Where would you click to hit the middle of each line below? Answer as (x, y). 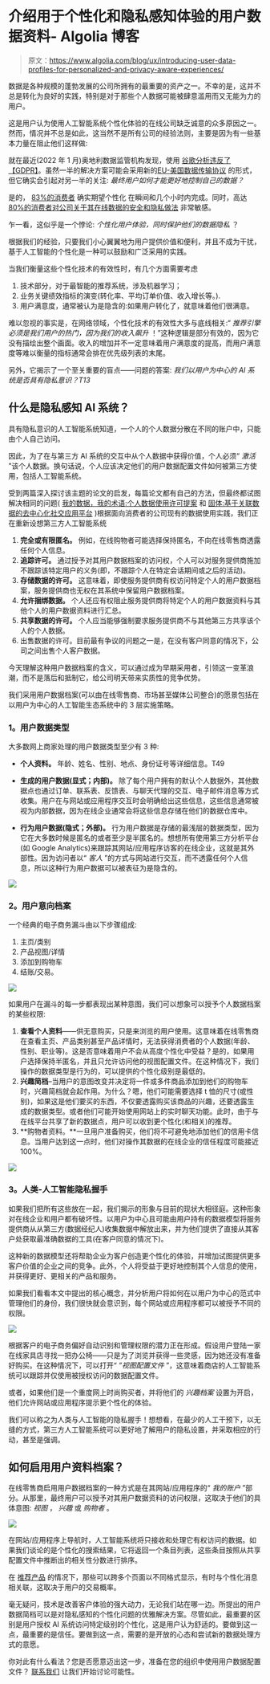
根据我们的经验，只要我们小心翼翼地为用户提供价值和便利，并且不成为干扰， (135, 241)
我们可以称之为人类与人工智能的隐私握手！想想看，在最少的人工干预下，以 (131, 1419)
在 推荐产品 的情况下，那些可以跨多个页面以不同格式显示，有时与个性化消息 (133, 1577)
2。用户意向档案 (40, 906)
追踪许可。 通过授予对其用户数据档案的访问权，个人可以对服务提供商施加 (140, 560)
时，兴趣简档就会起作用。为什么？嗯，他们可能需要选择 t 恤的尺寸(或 (133, 1091)
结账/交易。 (39, 972)
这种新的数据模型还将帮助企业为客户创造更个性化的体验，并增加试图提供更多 (135, 1256)
